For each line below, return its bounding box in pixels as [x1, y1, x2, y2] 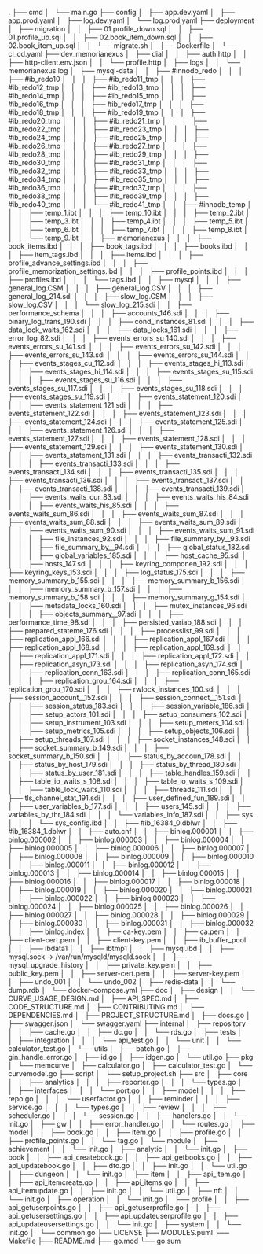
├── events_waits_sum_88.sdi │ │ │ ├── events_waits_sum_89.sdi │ [8, 518, 242, 526]
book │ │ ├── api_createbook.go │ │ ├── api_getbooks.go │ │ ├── [8, 1153, 253, 1162]
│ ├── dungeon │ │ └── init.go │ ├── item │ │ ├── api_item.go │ [8, 1169, 247, 1178]
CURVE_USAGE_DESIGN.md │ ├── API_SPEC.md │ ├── [8, 994, 199, 1003]
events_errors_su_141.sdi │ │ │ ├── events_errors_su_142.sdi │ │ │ [8, 342, 243, 351]
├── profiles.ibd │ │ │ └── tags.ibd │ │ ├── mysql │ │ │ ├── [8, 275, 241, 284]
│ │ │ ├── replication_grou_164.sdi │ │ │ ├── [8, 677, 179, 685]
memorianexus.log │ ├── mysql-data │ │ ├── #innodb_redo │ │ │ [8, 66, 243, 75]
